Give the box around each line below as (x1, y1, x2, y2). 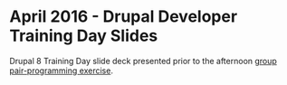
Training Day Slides (9, 25, 158, 46)
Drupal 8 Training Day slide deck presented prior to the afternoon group (9, 55, 278, 66)
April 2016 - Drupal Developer (9, 6, 238, 27)
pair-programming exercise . (9, 65, 113, 76)
